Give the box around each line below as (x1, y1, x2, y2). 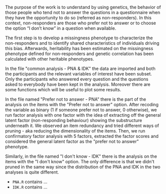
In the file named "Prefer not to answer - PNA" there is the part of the (5, 96, 146, 102)
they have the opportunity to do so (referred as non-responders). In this (5, 15, 152, 20)
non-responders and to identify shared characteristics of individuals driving (5, 40, 160, 46)
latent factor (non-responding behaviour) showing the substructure (5, 118, 142, 123)
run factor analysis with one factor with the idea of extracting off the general (5, 112, 161, 118)
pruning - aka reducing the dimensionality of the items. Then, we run (5, 128, 145, 133)
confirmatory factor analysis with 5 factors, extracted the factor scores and (5, 133, 159, 139)
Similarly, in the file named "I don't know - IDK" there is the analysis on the (5, 153, 157, 159)
